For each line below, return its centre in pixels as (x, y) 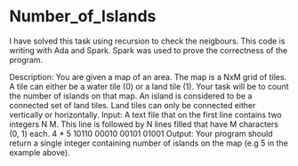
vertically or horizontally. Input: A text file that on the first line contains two (145, 115)
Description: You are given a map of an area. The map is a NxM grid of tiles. (148, 76)
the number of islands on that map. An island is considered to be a (131, 96)
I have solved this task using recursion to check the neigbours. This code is (147, 41)
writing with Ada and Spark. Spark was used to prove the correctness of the (149, 50)
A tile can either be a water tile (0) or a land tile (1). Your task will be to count (149, 86)
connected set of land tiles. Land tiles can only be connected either (133, 105)
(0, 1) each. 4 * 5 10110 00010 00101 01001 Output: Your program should (141, 133)
